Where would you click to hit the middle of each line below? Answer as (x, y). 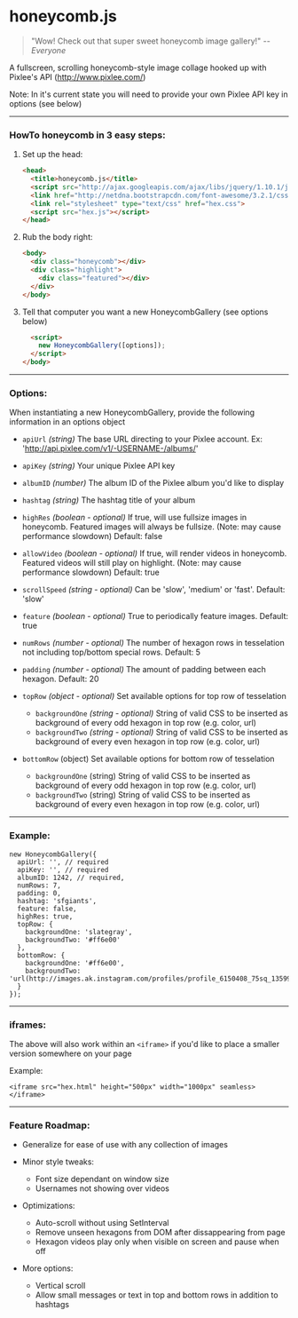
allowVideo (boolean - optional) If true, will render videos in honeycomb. (154, 553)
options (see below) (46, 103)
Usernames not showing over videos (102, 1188)
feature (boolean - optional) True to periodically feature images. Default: (155, 616)
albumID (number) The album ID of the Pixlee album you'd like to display (153, 483)
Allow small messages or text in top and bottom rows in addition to (157, 1295)
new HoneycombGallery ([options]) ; (102, 345)
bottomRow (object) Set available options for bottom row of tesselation (148, 759)
